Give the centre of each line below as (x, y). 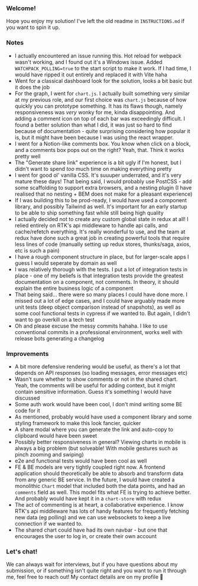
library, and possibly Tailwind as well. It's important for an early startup (101, 206)
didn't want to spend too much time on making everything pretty (93, 169)
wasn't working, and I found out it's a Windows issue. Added (88, 62)
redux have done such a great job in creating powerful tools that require (102, 238)
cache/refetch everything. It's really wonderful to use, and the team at (100, 231)
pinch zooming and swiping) (49, 454)
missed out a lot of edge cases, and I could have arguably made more (100, 300)
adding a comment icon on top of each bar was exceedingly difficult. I (100, 118)
